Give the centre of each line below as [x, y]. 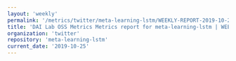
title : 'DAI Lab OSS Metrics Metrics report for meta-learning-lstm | [113, 27]
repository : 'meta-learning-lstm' [58, 40]
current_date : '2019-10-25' [48, 46]
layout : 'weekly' [33, 14]
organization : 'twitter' [44, 33]
